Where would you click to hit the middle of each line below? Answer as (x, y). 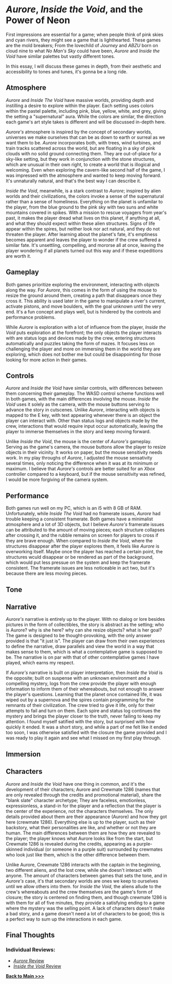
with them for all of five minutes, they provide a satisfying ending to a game (85, 903)
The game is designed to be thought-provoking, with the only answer (79, 636)
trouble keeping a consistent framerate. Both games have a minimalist (79, 519)
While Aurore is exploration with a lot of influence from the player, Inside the (86, 327)
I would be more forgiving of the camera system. (57, 479)
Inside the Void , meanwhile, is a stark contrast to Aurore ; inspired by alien (83, 191)
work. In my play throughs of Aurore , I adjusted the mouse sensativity (79, 458)
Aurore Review (29, 961)
